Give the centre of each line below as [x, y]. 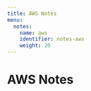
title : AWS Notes [32, 13]
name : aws [34, 33]
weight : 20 [35, 45]
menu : [15, 20]
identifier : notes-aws [52, 39]
